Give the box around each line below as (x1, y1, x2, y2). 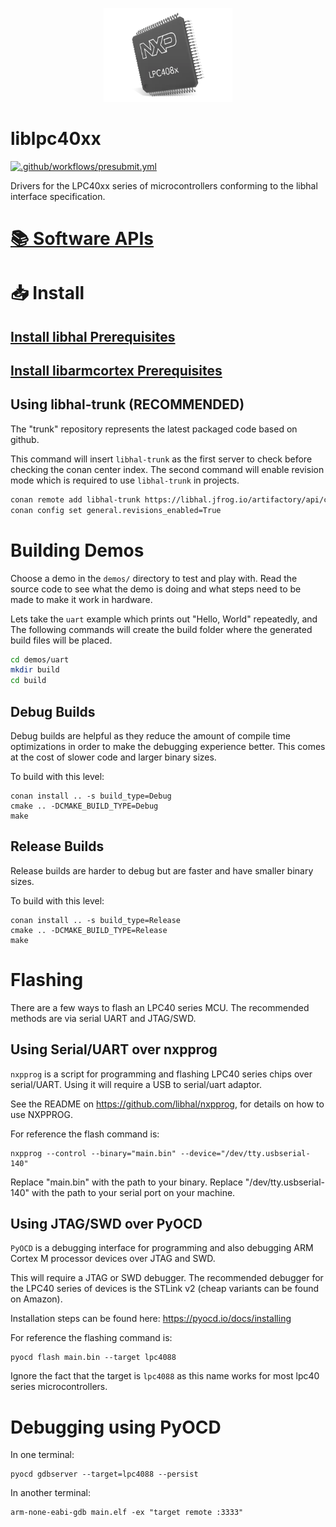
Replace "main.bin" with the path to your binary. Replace (10, 1176, 243, 1188)
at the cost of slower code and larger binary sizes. (10, 751, 217, 763)
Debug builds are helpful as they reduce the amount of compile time (10, 730, 291, 742)
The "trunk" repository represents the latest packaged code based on (10, 423, 298, 435)
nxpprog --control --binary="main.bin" (10, 1148, 177, 1158)
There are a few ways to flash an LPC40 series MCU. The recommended (10, 1001, 310, 1013)
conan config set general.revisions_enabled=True (10, 505, 222, 515)
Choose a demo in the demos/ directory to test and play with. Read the (10, 572, 298, 584)
